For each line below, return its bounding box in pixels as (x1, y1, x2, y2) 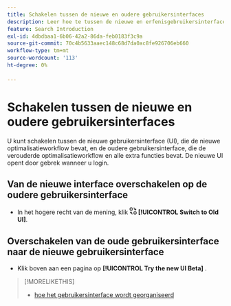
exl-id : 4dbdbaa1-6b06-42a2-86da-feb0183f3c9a (7, 33, 143, 40)
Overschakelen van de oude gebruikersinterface (7, 235, 219, 247)
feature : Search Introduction (7, 25, 94, 32)
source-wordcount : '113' (7, 55, 78, 62)
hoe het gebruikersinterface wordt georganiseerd (34, 291, 174, 299)
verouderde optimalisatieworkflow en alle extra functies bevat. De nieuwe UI (7, 151, 223, 159)
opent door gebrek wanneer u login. (7, 158, 109, 167)
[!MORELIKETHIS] (23, 278, 75, 286)
